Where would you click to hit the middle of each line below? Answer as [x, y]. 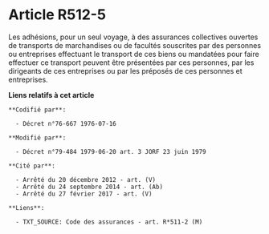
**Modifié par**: [37, 138]
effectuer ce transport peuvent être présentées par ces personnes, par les [131, 63]
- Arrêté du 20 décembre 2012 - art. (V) [86, 180]
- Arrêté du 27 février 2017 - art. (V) [84, 194]
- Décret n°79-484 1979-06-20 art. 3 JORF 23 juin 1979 [111, 151]
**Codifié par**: [37, 110]
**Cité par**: [32, 166]
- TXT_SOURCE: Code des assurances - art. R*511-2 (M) [109, 222]
